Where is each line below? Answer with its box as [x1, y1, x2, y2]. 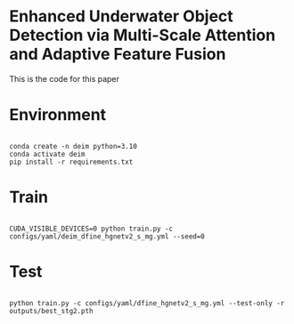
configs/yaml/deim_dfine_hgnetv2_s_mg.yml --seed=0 [9, 231, 205, 241]
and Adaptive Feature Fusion [9, 45, 226, 64]
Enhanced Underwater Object [9, 6, 233, 27]
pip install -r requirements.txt [9, 158, 134, 166]
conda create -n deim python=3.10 [9, 142, 138, 150]
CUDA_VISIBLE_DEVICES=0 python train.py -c [9, 224, 174, 233]
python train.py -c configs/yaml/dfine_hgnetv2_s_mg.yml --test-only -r [9, 298, 285, 308]
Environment [9, 105, 107, 126]
